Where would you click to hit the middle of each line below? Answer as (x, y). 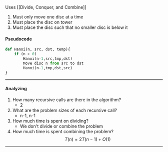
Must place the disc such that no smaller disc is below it (70, 27)
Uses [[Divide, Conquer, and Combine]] (46, 7)
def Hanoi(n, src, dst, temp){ (38, 49)
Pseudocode (19, 39)
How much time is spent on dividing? (50, 121)
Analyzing (16, 89)
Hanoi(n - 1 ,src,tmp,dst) (48, 59)
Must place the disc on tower (42, 22)
